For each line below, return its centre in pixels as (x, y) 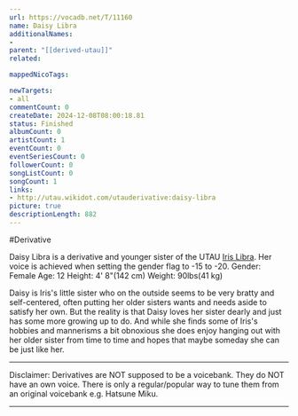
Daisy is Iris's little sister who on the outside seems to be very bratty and (142, 293)
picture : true (35, 206)
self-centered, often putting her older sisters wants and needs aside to (138, 302)
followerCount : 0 (41, 165)
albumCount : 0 (35, 132)
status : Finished (41, 124)
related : (25, 59)
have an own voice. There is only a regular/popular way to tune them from (144, 384)
